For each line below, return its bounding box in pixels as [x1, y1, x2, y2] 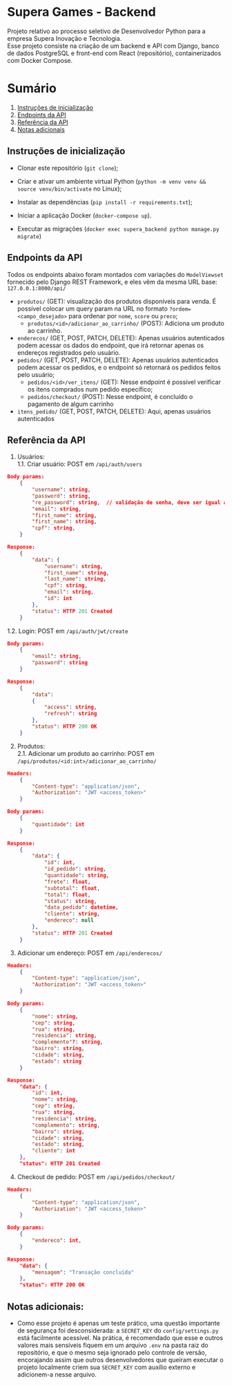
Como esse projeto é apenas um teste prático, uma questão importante [17, 1319, 220, 1327]
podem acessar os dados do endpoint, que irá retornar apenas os [17, 341, 204, 349]
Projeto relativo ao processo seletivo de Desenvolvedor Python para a [7, 27, 206, 35]
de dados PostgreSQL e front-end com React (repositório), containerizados [7, 49, 222, 57]
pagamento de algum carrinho [27, 400, 114, 408]
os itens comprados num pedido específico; [27, 385, 153, 394]
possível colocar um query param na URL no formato [17, 304, 168, 313]
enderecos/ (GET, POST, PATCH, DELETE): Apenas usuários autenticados [17, 333, 225, 342]
